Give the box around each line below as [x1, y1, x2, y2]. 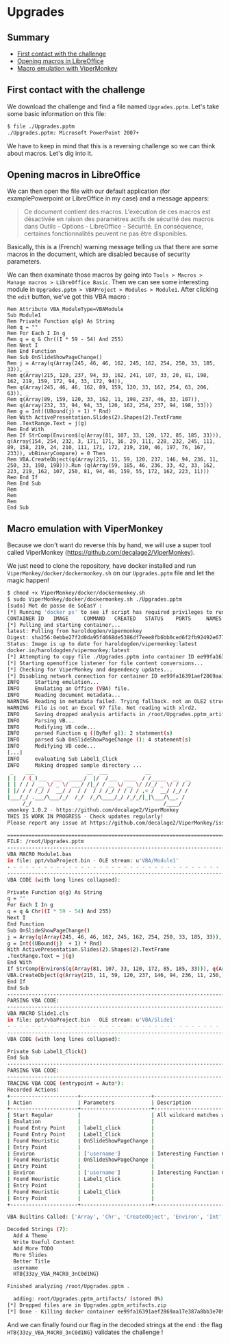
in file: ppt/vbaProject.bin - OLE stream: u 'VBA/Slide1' [7, 1017, 176, 1024]
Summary [7, 32, 50, 43]
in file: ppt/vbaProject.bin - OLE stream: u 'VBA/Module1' [7, 858, 179, 864]
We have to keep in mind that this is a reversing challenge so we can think [7, 141, 216, 150]
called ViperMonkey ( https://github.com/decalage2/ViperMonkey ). [7, 549, 195, 557]
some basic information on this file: [7, 109, 106, 117]
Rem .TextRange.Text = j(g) [7, 420, 88, 427]
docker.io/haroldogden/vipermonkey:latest [7, 647, 130, 654]
